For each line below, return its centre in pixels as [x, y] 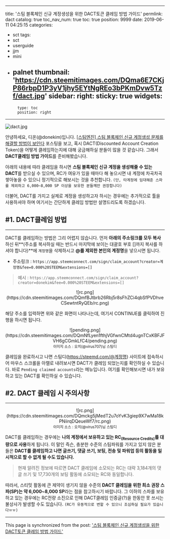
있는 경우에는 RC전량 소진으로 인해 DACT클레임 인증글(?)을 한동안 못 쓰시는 [89, 498]
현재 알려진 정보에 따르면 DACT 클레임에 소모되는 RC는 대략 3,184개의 [87, 468]
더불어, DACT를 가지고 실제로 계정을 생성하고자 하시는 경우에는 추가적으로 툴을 [83, 196]
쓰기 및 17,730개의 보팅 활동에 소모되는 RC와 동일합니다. [78, 474]
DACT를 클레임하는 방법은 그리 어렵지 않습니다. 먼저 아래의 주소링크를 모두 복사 [83, 237]
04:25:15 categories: [31, 25]
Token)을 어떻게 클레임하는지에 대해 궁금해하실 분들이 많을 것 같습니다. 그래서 [82, 149]
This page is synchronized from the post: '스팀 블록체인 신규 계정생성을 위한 [82, 525]
